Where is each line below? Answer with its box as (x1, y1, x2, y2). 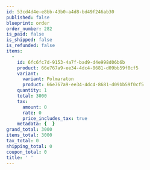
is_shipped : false (6, 37, 52, 43)
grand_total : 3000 (6, 127, 52, 133)
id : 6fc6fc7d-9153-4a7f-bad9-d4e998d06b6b (17, 59, 125, 65)
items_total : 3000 (6, 132, 52, 139)
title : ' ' (6, 154, 34, 160)
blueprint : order (6, 20, 50, 26)
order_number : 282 (6, 25, 52, 32)
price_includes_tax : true (22, 115, 87, 121)
